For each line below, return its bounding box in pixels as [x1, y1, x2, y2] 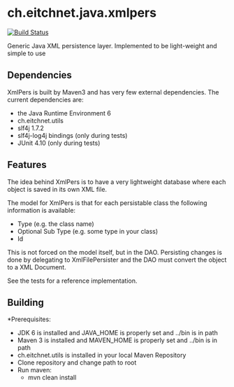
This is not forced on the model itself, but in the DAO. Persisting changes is [7, 248, 222, 256]
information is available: [7, 206, 75, 214]
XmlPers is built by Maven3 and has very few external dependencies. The [7, 87, 219, 96]
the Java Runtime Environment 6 [17, 108, 112, 117]
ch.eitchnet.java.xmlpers [7, 5, 157, 21]
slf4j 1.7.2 [17, 124, 44, 132]
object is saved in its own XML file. [7, 185, 107, 193]
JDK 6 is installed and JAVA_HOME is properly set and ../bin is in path [17, 329, 218, 337]
